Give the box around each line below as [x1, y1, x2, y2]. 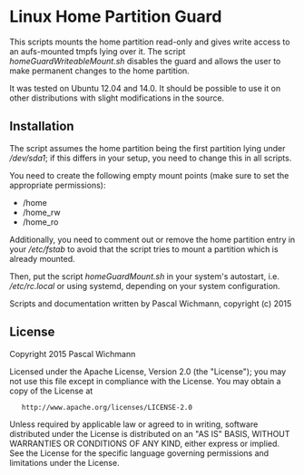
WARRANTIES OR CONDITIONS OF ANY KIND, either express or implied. [9, 438, 279, 449]
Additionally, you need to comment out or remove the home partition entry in [9, 234, 296, 245]
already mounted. [9, 253, 75, 264]
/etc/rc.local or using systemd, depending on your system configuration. [9, 280, 280, 291]
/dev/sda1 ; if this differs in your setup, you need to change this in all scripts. [9, 152, 292, 163]
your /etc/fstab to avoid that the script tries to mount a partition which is [9, 243, 279, 255]
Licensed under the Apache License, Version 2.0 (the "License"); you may [9, 365, 287, 377]
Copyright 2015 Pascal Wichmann [9, 348, 136, 359]
